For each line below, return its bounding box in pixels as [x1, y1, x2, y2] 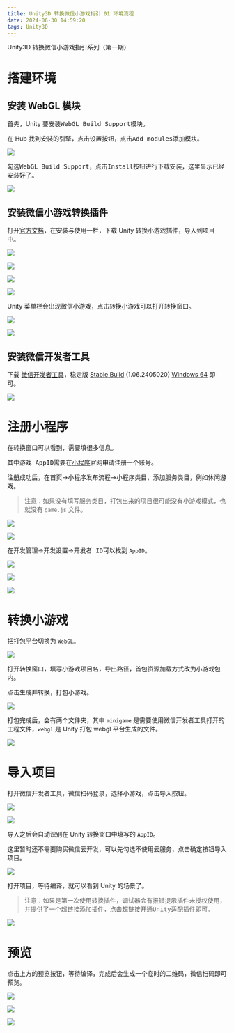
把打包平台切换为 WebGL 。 [7, 637, 80, 645]
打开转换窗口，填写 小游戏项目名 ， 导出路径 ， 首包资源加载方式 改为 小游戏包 [7, 665, 221, 673]
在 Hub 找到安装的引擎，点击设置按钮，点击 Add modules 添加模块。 [7, 134, 203, 143]
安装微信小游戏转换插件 [7, 206, 108, 218]
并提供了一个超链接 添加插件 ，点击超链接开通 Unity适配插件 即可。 [24, 905, 214, 913]
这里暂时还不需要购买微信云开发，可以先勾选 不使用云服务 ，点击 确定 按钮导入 [7, 844, 227, 853]
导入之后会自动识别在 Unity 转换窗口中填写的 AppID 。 [7, 830, 159, 838]
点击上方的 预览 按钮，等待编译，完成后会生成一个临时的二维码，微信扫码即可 [7, 969, 227, 977]
